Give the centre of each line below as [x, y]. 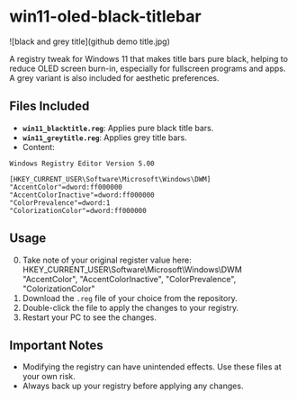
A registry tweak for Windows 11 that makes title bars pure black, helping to [148, 58]
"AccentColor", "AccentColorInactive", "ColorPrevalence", [129, 279]
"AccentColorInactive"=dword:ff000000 [82, 195]
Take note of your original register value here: [107, 260]
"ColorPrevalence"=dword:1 [60, 203]
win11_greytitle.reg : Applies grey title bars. [104, 138]
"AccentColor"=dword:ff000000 [66, 187]
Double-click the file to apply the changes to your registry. [130, 307]
